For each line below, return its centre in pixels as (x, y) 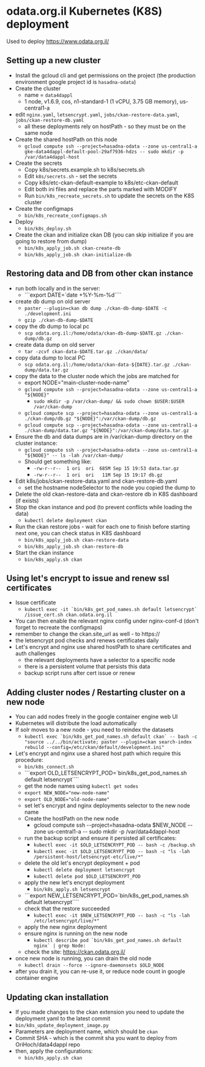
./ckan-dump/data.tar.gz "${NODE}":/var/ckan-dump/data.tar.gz (107, 430)
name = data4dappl (48, 95)
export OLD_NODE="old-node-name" (67, 800)
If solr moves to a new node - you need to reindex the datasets (94, 730)
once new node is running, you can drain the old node (83, 959)
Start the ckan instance (44, 552)
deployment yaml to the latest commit (63, 1018)
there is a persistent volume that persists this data (87, 667)
